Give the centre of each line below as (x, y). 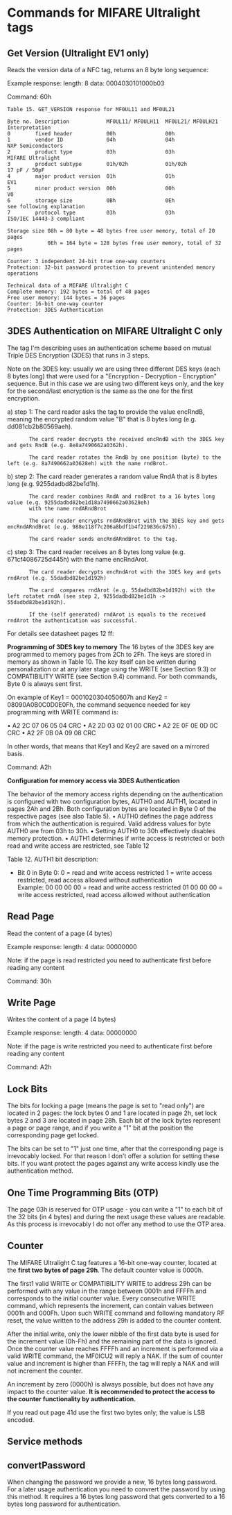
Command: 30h (29, 981)
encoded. (21, 1420)
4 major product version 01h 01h (91, 176)
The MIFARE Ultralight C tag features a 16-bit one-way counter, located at (112, 1262)
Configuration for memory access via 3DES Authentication (93, 780)
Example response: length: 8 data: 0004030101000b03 (86, 83)
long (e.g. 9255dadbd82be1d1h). (54, 483)
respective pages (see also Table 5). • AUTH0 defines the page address (110, 816)
